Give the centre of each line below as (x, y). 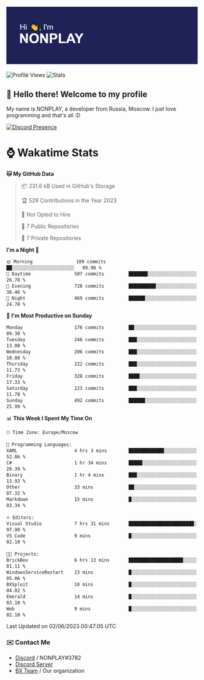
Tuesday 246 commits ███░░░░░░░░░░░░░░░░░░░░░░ (102, 339)
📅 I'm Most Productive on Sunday (49, 315)
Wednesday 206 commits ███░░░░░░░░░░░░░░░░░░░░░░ (102, 352)
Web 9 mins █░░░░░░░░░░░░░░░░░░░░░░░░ (102, 609)
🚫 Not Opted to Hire (46, 214)
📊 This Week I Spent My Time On (49, 418)
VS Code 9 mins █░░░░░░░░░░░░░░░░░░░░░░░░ (102, 536)
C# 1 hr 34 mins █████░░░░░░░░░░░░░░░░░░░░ (102, 463)
